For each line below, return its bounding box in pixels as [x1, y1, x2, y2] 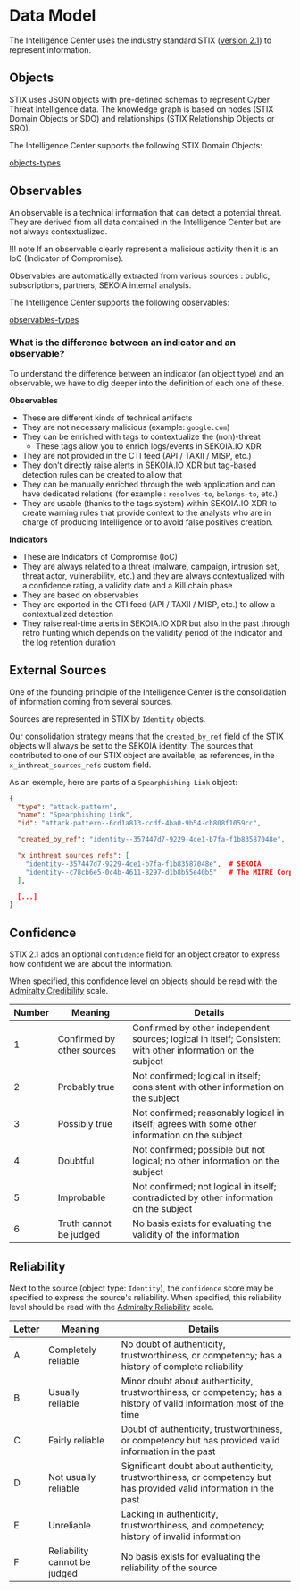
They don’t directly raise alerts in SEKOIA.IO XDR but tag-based [21, 460, 257, 470]
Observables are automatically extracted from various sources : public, [9, 270, 271, 281]
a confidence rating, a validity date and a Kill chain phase [21, 580, 233, 590]
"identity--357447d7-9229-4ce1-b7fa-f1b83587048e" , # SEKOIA [25, 859, 262, 868]
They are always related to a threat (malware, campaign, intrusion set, [21, 561, 279, 571]
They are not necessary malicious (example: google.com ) [21, 421, 230, 432]
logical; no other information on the [132, 1155, 279, 1167]
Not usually [48, 1470, 96, 1483]
